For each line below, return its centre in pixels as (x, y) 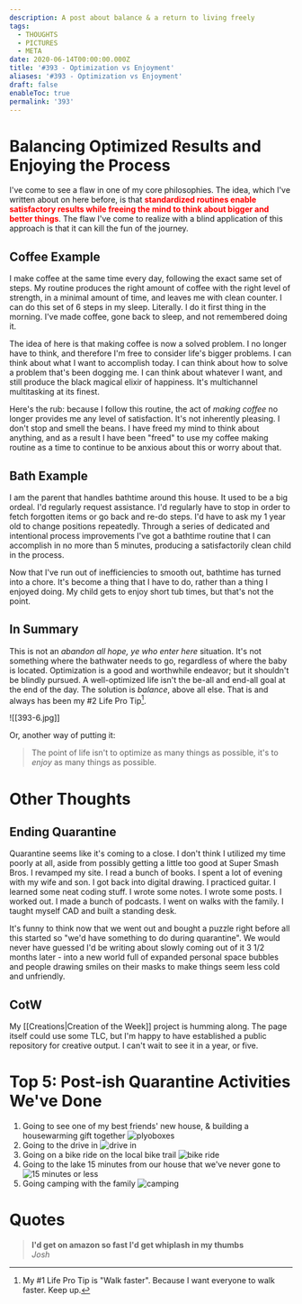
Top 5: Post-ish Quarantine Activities (150, 1082)
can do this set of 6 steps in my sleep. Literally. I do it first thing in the (138, 307)
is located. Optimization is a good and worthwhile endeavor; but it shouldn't (149, 670)
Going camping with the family (79, 1184)
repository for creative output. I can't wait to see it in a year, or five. (134, 1045)
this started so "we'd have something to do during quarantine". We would (145, 938)
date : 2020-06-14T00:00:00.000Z (70, 59)
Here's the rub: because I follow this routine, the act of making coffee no (144, 409)
